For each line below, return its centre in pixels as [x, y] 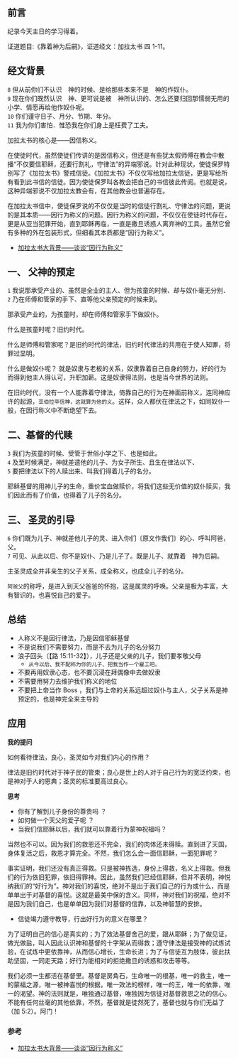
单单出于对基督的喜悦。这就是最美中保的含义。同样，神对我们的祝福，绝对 [116, 895]
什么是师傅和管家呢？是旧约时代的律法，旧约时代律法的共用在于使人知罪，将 [119, 345]
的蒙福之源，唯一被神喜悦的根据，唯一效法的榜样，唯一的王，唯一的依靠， [116, 984]
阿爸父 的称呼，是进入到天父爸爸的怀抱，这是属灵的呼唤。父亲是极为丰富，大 [118, 586]
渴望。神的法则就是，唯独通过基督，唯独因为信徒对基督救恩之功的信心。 [125, 993]
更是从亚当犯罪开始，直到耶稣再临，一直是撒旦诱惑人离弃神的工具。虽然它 [116, 223]
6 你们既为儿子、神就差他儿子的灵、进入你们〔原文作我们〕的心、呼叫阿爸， [119, 538]
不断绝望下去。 [78, 410]
